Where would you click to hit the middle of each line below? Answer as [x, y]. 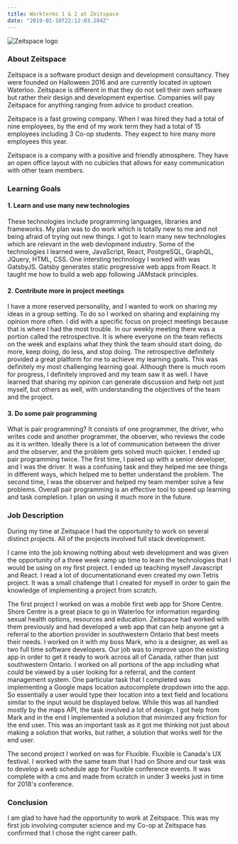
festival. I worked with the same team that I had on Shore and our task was [117, 761]
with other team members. [46, 170]
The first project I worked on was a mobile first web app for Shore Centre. [115, 604]
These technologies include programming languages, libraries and [104, 221]
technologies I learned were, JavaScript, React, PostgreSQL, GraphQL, [111, 251]
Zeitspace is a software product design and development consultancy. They [118, 75]
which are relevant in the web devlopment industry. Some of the [101, 244]
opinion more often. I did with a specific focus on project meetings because [118, 321]
